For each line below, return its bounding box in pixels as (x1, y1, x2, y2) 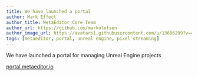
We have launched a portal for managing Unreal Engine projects (6, 52, 161, 58)
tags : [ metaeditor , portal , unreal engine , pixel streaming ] (6, 36, 160, 42)
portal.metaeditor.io (6, 63, 54, 70)
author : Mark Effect (6, 14, 57, 20)
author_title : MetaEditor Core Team (6, 19, 96, 25)
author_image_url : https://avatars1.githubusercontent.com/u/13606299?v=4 (6, 30, 194, 36)
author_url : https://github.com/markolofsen (6, 25, 117, 31)
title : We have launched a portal (6, 8, 91, 15)
